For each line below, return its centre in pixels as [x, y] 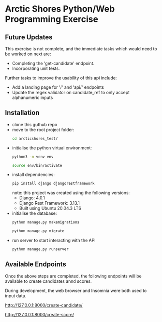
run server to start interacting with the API [54, 241]
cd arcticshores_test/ [35, 138]
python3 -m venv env [33, 157]
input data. [16, 296]
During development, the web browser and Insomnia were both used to [76, 290]
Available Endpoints [36, 265]
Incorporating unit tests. [36, 68]
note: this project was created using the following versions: [71, 193]
